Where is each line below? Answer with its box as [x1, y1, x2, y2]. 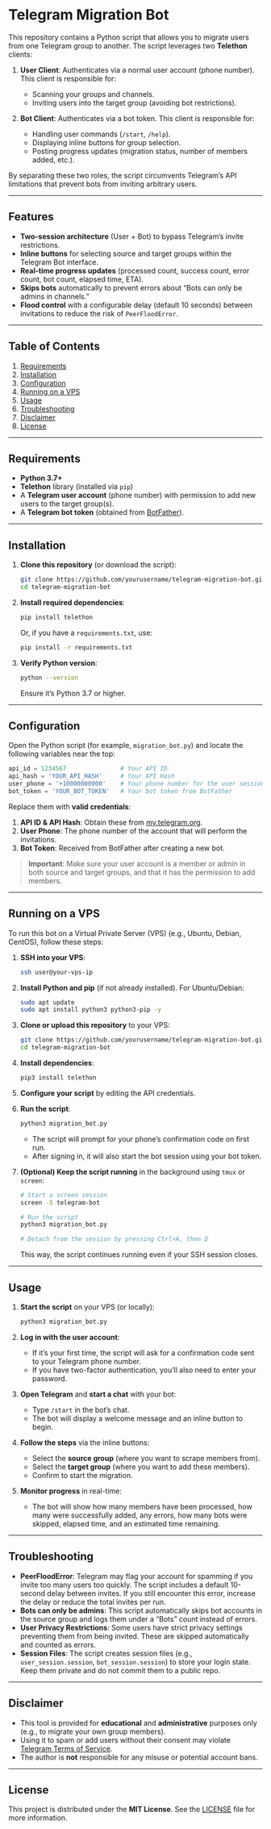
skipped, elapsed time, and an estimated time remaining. [31, 1518, 220, 1528]
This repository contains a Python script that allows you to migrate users [8, 32, 250, 42]
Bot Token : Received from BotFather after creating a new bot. [19, 843, 225, 853]
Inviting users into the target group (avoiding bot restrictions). [31, 98, 237, 107]
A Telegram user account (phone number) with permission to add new [19, 491, 256, 500]
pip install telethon [19, 613, 93, 621]
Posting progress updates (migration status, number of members [31, 146, 248, 156]
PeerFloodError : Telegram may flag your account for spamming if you [19, 1571, 253, 1581]
